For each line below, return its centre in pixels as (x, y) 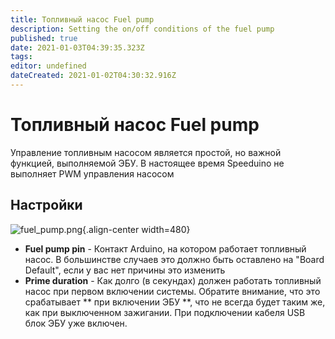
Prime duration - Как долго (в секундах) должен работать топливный (173, 280)
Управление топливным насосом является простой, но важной (146, 152)
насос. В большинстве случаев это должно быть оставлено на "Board (174, 259)
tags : (21, 57)
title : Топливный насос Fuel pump (82, 19)
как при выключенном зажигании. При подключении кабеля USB (165, 312)
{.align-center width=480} (136, 229)
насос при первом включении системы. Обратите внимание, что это (172, 291)
